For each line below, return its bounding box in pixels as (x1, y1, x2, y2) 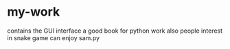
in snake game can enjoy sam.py (7, 33, 100, 42)
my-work (7, 4, 60, 20)
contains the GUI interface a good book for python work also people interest (7, 27, 223, 35)
